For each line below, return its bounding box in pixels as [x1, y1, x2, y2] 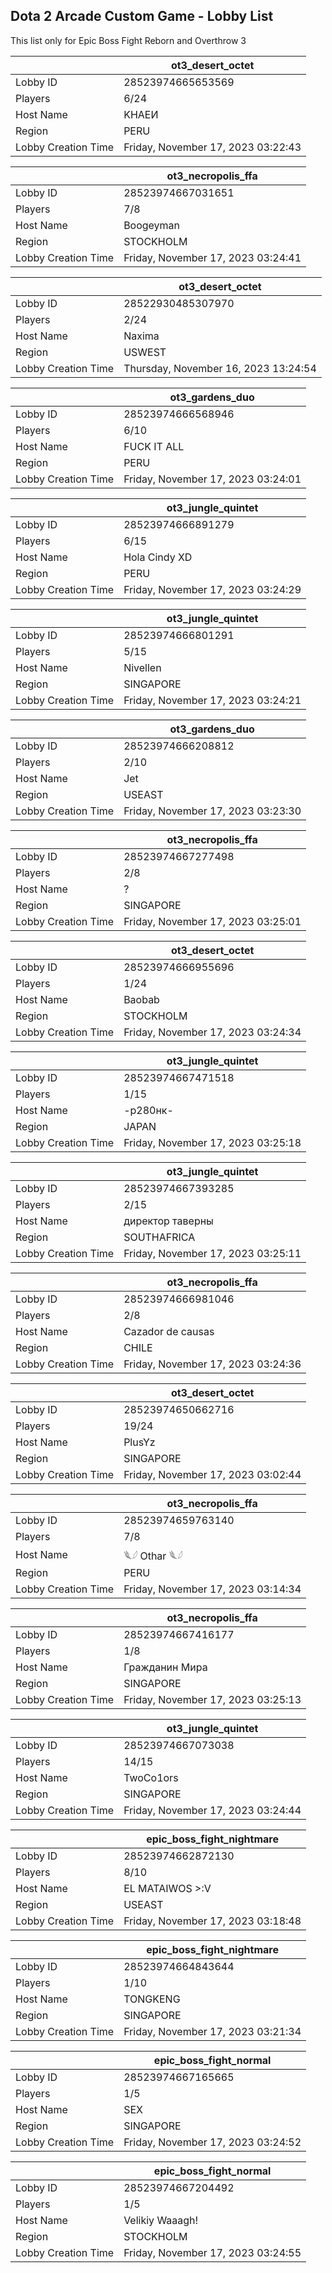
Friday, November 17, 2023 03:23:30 [123, 804, 302, 818]
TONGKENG [123, 1992, 181, 2006]
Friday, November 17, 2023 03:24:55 [123, 2245, 302, 2259]
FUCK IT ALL [123, 439, 185, 453]
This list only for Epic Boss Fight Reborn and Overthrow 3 [10, 34, 247, 46]
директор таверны [123, 1214, 214, 1228]
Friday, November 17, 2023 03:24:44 [123, 1803, 302, 1817]
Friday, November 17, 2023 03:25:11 [123, 1246, 302, 1260]
